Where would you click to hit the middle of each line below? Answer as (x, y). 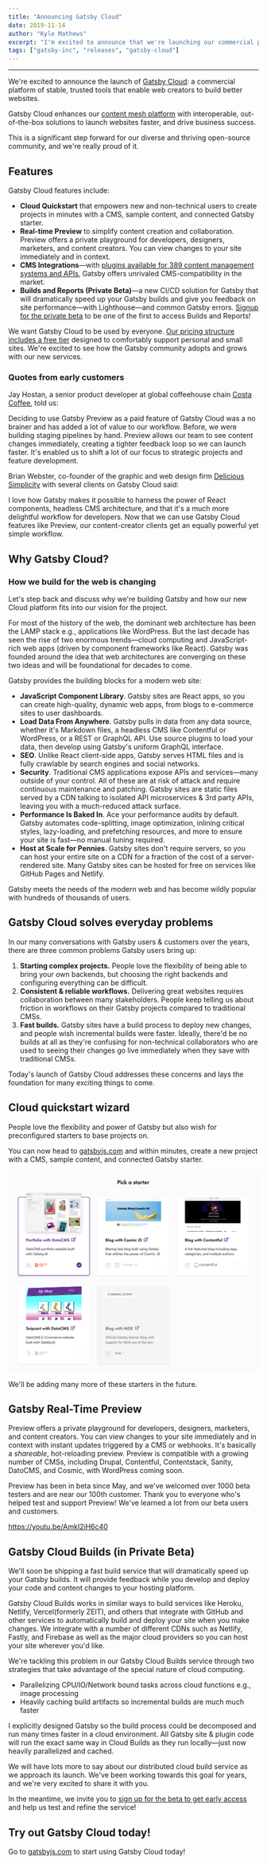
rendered (35, 865)
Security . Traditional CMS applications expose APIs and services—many (139, 772)
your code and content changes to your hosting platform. (102, 1588)
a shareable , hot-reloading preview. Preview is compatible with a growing (128, 1454)
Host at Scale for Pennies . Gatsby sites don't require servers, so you (133, 848)
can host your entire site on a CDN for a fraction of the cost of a (124, 857)
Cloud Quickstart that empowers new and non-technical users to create (138, 205)
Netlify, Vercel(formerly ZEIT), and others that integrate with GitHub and (126, 1612)
